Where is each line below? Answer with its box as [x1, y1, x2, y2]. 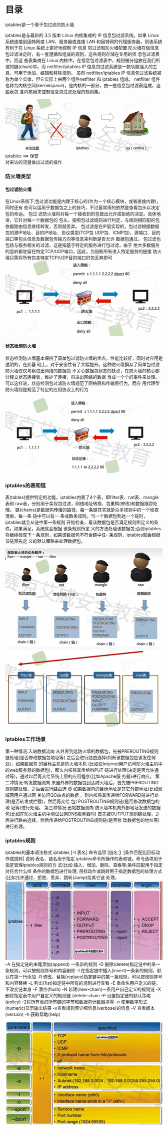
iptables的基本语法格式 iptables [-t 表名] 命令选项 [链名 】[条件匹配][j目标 [5, 849, 156, 855]
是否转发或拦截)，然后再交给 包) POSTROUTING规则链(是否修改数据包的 [11, 798, 160, 804]
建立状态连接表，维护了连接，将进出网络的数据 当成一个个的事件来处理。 [9, 374, 160, 380]
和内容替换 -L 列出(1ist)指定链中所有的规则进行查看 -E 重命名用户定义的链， [5, 980, 161, 986]
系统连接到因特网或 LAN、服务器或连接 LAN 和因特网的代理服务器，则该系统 [5, 38, 162, 45]
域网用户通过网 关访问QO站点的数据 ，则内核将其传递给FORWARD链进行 [5, 792, 155, 798]
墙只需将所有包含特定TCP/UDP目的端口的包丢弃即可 [5, 255, 112, 261]
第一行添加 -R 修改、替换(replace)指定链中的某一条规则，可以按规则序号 [13, 974, 162, 980]
